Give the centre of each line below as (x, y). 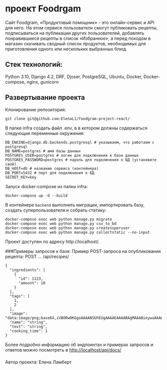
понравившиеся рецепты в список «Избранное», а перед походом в (78, 38)
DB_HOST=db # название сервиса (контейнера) (52, 168)
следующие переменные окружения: (45, 133)
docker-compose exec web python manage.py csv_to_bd (61, 224)
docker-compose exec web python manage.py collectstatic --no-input (78, 232)
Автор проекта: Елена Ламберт (39, 362)
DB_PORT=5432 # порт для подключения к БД (50, 173)
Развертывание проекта (45, 98)
